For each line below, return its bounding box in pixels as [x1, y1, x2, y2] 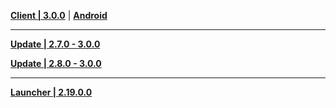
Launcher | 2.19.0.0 [10, 86, 93, 98]
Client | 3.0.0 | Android [10, 10, 108, 21]
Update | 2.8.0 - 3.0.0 [10, 58, 102, 69]
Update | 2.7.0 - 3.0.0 [10, 38, 101, 50]
